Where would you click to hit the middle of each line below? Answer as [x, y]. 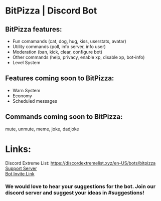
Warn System [26, 90]
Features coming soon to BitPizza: [60, 78]
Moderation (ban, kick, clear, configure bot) [57, 52]
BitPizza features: [34, 29]
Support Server [21, 168]
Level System [26, 62]
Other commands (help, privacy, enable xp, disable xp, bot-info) [78, 57]
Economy [22, 96]
